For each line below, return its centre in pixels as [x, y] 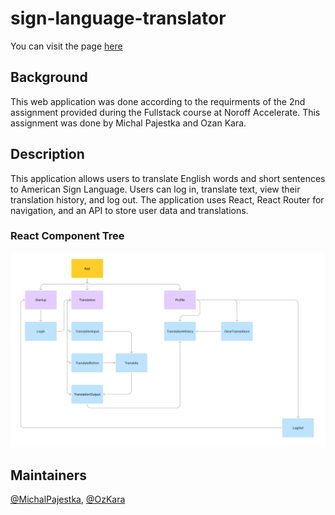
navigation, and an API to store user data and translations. [129, 210]
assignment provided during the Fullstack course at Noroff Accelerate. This [165, 112]
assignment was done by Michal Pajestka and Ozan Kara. [128, 123]
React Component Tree [67, 236]
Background [49, 77]
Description [47, 154]
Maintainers [49, 475]
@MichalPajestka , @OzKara [68, 499]
